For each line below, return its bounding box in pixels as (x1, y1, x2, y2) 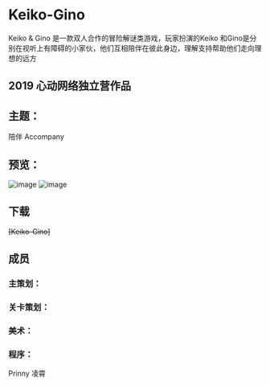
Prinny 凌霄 (8, 368, 46, 379)
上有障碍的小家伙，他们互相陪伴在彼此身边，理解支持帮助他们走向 (35, 43, 255, 53)
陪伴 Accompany (8, 132, 64, 142)
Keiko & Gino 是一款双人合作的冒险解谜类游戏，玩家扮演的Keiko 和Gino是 (8, 33, 251, 43)
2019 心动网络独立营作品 (8, 79, 132, 93)
